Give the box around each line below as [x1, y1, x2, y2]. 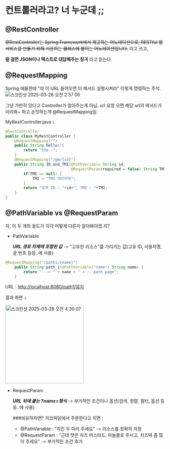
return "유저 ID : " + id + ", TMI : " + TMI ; [23, 185, 108, 190]
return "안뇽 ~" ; [23, 148, 58, 153]
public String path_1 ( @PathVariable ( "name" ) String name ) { [14, 264, 144, 270]
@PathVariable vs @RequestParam [5, 209, 118, 218]
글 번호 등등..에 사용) [12, 250, 54, 256]
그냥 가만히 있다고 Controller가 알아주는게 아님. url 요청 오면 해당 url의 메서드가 [5, 102, 162, 108]
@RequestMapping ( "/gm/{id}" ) [14, 157, 76, 162]
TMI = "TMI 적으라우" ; [32, 176, 76, 181]
